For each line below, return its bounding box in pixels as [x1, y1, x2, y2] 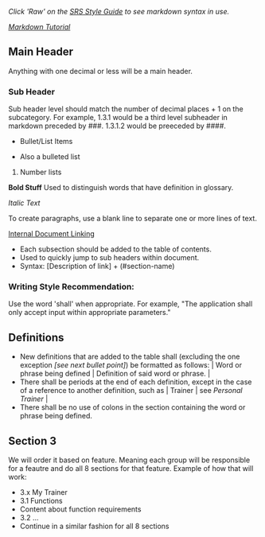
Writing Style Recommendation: [8, 282, 135, 293]
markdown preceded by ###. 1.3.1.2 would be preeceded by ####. [8, 121, 227, 130]
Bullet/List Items [19, 137, 73, 146]
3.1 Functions [19, 496, 63, 506]
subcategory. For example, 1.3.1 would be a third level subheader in [8, 113, 228, 123]
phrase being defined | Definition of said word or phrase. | [19, 369, 211, 379]
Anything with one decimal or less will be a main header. [8, 66, 193, 76]
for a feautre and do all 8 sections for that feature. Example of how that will [8, 464, 254, 473]
